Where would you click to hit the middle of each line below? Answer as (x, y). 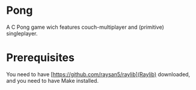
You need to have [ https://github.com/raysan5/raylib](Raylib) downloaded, (98, 74)
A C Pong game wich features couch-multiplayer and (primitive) (85, 27)
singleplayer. (22, 33)
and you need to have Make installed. (53, 80)
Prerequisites (41, 58)
